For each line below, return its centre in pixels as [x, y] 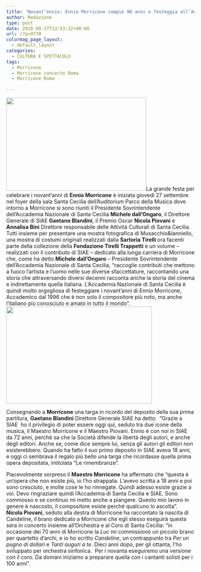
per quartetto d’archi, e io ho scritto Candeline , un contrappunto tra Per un [98, 538]
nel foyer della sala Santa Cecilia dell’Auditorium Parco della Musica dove [96, 202]
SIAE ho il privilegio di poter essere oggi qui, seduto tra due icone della [94, 425]
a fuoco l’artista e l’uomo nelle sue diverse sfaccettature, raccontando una [98, 272]
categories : [21, 51]
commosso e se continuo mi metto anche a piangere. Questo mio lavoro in [98, 500]
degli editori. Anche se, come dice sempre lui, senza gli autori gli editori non [100, 444]
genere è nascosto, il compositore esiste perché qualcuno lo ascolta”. [92, 506]
